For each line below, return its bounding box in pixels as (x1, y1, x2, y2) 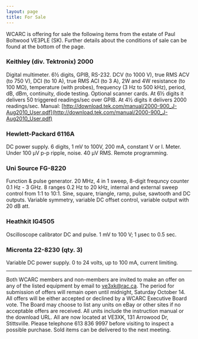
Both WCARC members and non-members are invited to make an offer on (6, 276, 185, 283)
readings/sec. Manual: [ (6, 102, 64, 109)
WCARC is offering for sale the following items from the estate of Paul (6, 30, 176, 37)
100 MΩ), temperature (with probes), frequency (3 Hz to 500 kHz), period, (6, 83, 186, 90)
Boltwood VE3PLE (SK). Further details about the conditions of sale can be (6, 37, 187, 44)
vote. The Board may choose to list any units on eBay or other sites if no (6, 301, 181, 308)
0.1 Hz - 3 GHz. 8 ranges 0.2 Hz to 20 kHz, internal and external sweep (6, 184, 179, 191)
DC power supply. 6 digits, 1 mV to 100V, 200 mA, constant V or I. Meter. (6, 143, 181, 151)
